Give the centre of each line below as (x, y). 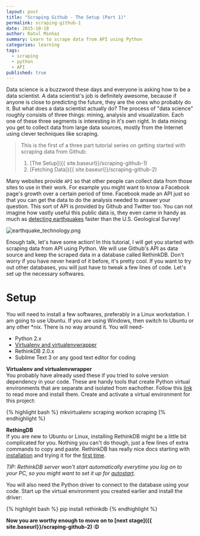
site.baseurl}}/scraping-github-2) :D (53, 527)
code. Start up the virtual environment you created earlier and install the (94, 491)
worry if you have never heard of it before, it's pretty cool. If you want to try (99, 261)
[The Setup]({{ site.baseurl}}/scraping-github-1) (88, 163)
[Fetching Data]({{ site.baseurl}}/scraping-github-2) (93, 170)
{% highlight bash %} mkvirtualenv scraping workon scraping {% (86, 412)
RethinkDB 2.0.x (35, 351)
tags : (13, 51)
